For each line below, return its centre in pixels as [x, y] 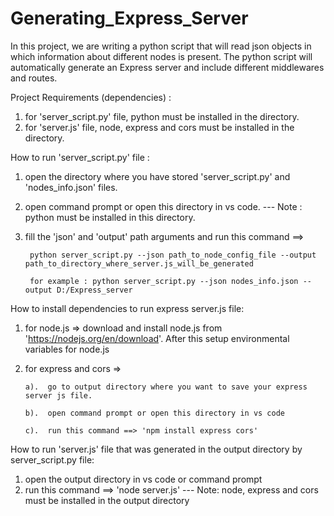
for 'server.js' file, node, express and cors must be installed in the [159, 127]
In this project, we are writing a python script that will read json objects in [161, 46]
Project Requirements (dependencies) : [91, 97]
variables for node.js [67, 349]
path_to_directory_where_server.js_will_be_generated [139, 263]
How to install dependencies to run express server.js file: [127, 308]
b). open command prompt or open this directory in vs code [155, 413]
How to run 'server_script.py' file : [80, 157]
